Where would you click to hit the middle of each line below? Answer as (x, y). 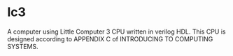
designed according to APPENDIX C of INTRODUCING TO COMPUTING (110, 38)
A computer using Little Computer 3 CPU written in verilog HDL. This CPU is (116, 31)
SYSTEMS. (23, 46)
